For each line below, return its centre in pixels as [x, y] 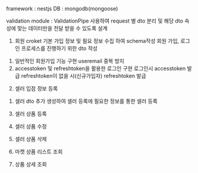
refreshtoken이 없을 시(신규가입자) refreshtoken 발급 [84, 76]
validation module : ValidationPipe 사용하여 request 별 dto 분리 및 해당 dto [95, 21]
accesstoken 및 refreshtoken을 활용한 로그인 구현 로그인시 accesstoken [100, 68]
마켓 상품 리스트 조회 [39, 152]
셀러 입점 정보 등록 [36, 88]
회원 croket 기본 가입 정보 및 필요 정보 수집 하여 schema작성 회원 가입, [97, 41]
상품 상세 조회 [31, 164]
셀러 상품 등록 [31, 114]
